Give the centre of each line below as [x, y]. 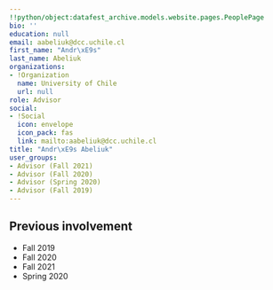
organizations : [37, 67]
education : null [39, 34]
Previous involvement [71, 227]
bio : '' [24, 26]
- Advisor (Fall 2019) [51, 191]
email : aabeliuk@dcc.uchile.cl [67, 42]
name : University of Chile [67, 83]
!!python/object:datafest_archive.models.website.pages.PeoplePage [137, 17]
